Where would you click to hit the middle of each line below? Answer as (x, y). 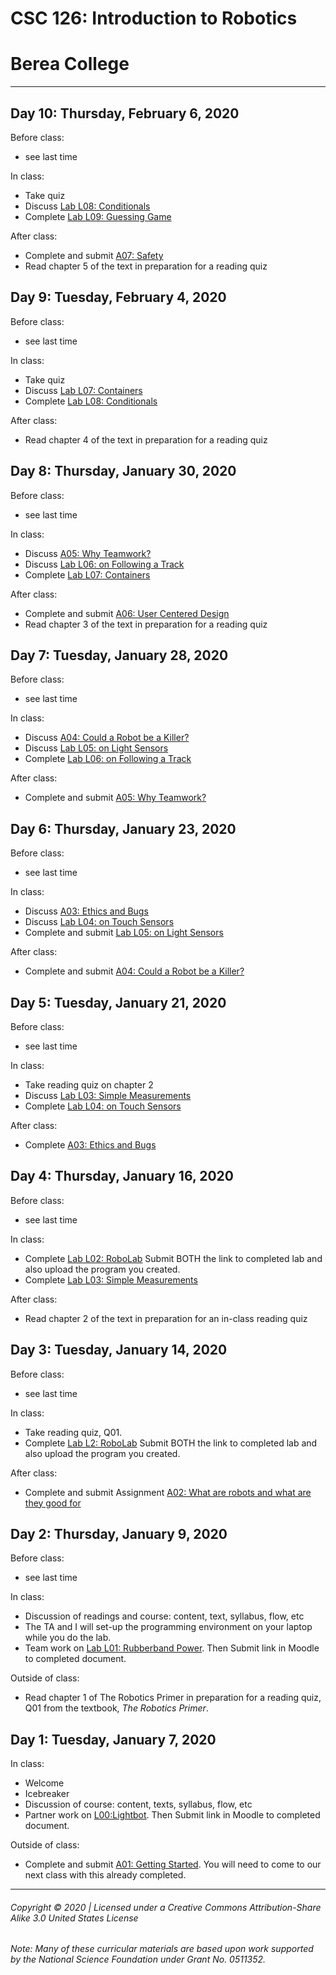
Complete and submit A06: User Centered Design (127, 613)
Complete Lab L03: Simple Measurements (111, 1279)
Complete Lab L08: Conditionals (91, 401)
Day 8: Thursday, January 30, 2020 (123, 471)
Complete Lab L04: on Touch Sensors (103, 1106)
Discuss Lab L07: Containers (83, 390)
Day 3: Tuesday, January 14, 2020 (119, 1350)
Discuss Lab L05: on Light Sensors (96, 748)
